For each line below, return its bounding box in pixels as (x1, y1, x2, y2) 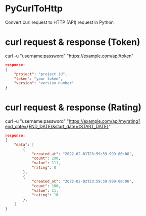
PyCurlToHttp (5, 3, 63, 14)
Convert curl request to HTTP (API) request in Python (5, 19, 114, 25)
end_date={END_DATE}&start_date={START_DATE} (5, 124, 109, 130)
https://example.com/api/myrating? (68, 118, 141, 124)
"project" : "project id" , (14, 72, 68, 76)
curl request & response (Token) (5, 36, 140, 48)
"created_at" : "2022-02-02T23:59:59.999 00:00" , (31, 179, 134, 184)
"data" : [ (14, 142, 35, 147)
